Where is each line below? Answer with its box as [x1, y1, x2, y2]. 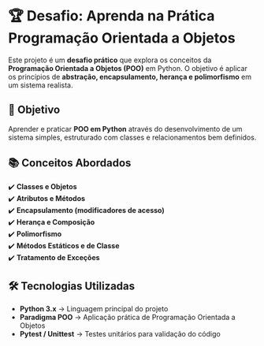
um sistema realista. [8, 80, 73, 90]
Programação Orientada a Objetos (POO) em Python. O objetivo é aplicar [8, 63, 248, 73]
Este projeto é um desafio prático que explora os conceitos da [8, 55, 212, 65]
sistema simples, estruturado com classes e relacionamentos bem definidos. [8, 132, 257, 142]
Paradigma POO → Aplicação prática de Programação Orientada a [19, 313, 236, 322]
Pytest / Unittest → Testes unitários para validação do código [19, 329, 221, 339]
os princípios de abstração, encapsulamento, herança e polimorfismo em [8, 72, 252, 81]
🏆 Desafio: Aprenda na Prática [8, 7, 215, 25]
